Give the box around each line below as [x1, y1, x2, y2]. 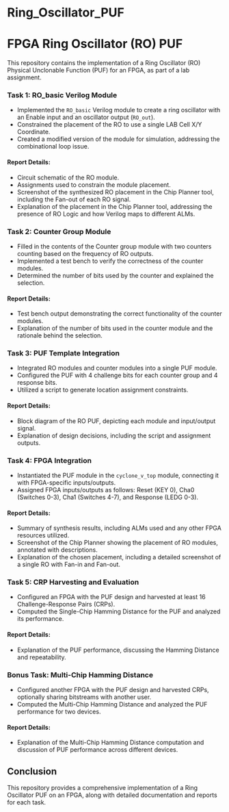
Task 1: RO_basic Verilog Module [7, 90, 118, 100]
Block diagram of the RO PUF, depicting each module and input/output [16, 416, 216, 425]
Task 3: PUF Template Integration [7, 348, 120, 358]
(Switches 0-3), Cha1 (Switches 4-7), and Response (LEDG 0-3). [16, 493, 199, 501]
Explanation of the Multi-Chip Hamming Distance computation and [16, 738, 204, 747]
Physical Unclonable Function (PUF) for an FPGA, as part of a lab [7, 66, 190, 75]
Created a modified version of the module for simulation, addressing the [16, 135, 220, 143]
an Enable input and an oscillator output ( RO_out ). [16, 113, 155, 121]
